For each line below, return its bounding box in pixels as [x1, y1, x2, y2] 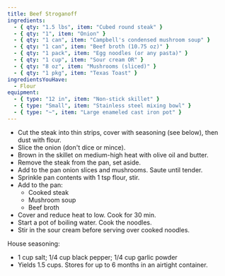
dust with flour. [17, 136, 62, 144]
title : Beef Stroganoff [7, 10, 78, 18]
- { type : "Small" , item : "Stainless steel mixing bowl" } [13, 102, 192, 109]
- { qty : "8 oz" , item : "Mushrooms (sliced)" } [13, 63, 157, 70]
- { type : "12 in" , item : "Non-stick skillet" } [13, 96, 160, 103]
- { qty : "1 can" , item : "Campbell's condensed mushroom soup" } [13, 37, 211, 44]
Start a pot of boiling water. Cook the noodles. [17, 218, 152, 227]
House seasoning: [7, 239, 60, 248]
